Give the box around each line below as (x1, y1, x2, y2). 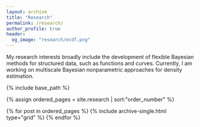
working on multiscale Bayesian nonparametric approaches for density (6, 66, 182, 73)
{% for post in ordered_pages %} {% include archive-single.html (6, 108, 167, 114)
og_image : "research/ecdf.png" (11, 37, 91, 43)
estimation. (6, 73, 34, 79)
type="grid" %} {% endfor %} (6, 114, 80, 121)
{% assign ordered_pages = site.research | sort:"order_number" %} (6, 96, 175, 103)
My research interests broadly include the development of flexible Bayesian (6, 54, 195, 60)
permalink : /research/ (6, 20, 63, 26)
